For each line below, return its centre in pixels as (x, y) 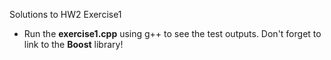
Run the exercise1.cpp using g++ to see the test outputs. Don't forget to (172, 33)
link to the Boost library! (73, 44)
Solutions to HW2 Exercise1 (65, 14)
